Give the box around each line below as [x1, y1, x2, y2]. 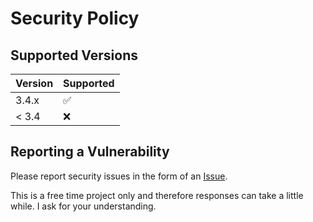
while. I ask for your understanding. [10, 200, 157, 212]
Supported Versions [10, 47, 138, 64]
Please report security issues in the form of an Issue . [10, 170, 228, 182]
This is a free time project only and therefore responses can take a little [10, 189, 304, 201]
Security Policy [10, 7, 140, 30]
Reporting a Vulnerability [10, 143, 170, 161]
